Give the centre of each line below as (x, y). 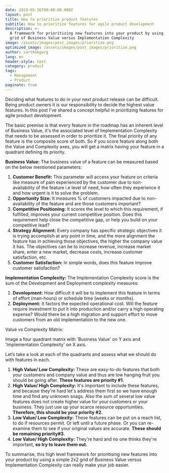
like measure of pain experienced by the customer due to (72, 182)
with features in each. (28, 360)
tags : (11, 71)
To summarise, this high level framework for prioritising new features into (81, 454)
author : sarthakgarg (27, 52)
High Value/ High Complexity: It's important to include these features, (86, 385)
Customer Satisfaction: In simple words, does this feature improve (82, 262)
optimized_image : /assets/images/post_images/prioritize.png (71, 47)
